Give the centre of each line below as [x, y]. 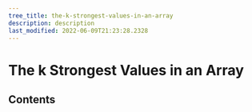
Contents [32, 100]
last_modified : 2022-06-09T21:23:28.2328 [78, 30]
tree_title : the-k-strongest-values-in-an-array [91, 16]
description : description [51, 23]
